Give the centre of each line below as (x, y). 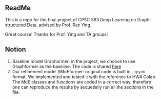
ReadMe (18, 8)
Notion (16, 50)
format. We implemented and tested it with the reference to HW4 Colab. (84, 77)
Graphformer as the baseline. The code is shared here (67, 66)
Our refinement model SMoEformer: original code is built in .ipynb (79, 71)
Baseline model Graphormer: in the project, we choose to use (74, 61)
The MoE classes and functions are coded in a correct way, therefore (82, 82)
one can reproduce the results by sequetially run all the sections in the (83, 87)
